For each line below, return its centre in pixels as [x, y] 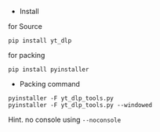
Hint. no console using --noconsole [65, 120]
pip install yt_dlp [40, 41]
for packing [27, 55]
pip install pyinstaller [49, 70]
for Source [25, 26]
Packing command [50, 84]
